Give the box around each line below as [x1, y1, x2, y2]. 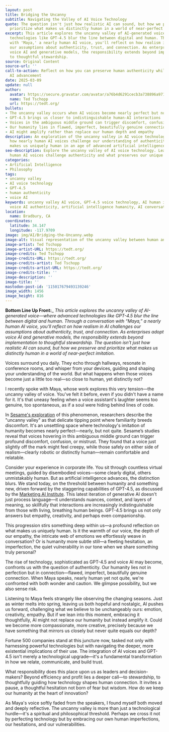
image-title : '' [5, 279, 39, 285]
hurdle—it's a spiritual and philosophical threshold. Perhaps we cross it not [5, 711, 160, 716]
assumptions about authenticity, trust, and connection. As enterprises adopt [5, 329, 164, 334]
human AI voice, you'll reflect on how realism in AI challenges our [5, 323, 141, 329]
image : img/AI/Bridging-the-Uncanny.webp [5, 233, 94, 238]
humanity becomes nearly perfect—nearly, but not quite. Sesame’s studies [5, 428, 160, 434]
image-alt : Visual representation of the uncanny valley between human [5, 237, 158, 242]
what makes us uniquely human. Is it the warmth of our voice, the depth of [5, 528, 159, 534]
